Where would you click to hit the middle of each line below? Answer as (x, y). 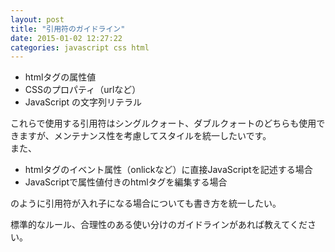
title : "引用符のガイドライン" (68, 29)
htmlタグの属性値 (60, 77)
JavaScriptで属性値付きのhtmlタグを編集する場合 (126, 182)
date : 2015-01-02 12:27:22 (66, 38)
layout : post (37, 19)
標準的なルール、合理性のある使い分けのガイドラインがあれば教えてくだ (159, 225)
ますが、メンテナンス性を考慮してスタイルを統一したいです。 (145, 136)
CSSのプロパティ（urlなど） (83, 90)
